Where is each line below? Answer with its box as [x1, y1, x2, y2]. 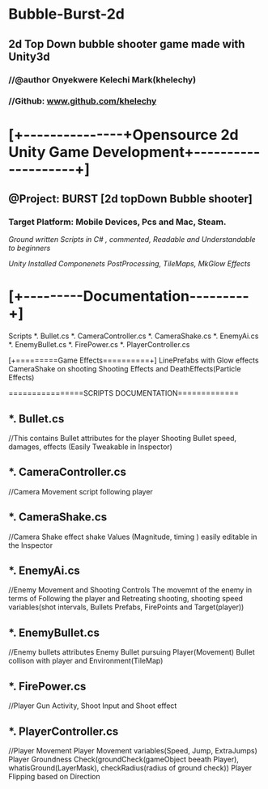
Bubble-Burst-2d [8, 5, 125, 23]
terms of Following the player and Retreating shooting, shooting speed [8, 594, 243, 604]
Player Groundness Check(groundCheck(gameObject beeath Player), [8, 754, 239, 764]
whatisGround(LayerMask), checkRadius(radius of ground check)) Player [8, 762, 253, 773]
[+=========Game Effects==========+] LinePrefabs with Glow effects [8, 355, 259, 365]
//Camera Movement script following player [8, 486, 154, 496]
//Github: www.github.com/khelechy [8, 95, 157, 107]
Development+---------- [92, 142, 261, 161]
